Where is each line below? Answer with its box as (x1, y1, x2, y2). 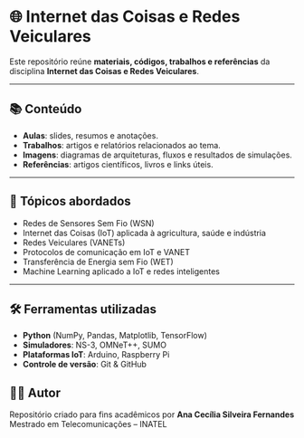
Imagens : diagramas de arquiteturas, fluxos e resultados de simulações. (22, 149, 292, 160)
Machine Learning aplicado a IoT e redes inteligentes (22, 265, 220, 277)
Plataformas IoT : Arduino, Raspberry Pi (22, 349, 170, 360)
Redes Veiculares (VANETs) (22, 237, 126, 248)
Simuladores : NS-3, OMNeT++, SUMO (22, 339, 167, 350)
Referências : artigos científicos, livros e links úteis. (22, 158, 214, 169)
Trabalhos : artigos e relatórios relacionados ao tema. (22, 139, 222, 150)
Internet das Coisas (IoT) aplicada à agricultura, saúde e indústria (22, 227, 267, 238)
